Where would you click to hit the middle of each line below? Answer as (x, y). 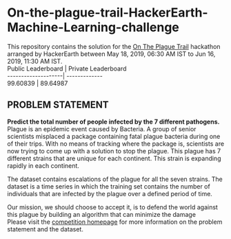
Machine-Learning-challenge (93, 27)
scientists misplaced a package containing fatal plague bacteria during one (114, 136)
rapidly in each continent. (43, 165)
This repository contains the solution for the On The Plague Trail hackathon (114, 46)
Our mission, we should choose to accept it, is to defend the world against (113, 207)
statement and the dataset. (46, 229)
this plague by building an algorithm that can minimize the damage (102, 214)
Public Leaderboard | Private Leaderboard (67, 68)
